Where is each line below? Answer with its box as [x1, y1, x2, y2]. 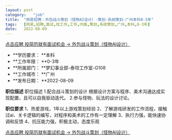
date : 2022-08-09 [5, 27, 47, 32]
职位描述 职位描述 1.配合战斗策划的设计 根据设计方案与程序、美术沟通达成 [5, 88, 161, 95]
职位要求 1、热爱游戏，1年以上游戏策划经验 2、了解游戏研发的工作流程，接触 [5, 106, 167, 112]
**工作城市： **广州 [12, 71, 55, 77]
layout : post [5, 7, 33, 13]
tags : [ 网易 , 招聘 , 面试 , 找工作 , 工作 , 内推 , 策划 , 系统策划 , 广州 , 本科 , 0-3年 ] [5, 21, 150, 27]
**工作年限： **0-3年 [12, 58, 60, 64]
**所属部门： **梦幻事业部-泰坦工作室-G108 [12, 65, 106, 71]
